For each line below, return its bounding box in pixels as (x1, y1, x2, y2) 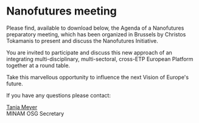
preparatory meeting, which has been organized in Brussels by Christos (6, 30, 186, 38)
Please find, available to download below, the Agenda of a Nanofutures (6, 24, 184, 32)
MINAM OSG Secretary (6, 110, 65, 117)
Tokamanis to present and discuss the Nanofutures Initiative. (6, 37, 158, 44)
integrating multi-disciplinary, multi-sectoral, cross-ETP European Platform (6, 55, 194, 62)
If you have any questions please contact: (6, 91, 111, 99)
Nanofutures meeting (6, 4, 117, 18)
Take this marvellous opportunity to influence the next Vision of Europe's (6, 73, 189, 81)
